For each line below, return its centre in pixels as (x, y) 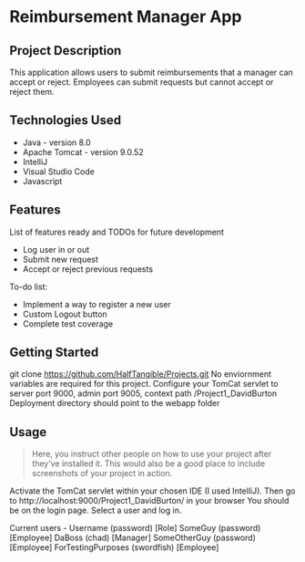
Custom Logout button (65, 314)
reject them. (32, 92)
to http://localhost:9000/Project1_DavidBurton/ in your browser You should (149, 501)
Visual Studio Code (59, 172)
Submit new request (60, 259)
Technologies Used (65, 120)
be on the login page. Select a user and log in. (96, 510)
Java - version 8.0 (56, 142)
